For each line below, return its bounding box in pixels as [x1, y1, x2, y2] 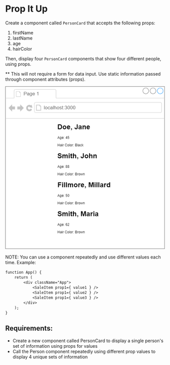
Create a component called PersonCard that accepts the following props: [5, 20, 155, 26]
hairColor [12, 46, 32, 52]
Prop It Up [5, 3, 48, 15]
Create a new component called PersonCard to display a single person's [12, 338, 163, 344]
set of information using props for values [12, 343, 98, 349]
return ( [14, 275, 33, 280]
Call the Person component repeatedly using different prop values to [12, 348, 156, 354]
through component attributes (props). [5, 76, 86, 82]
